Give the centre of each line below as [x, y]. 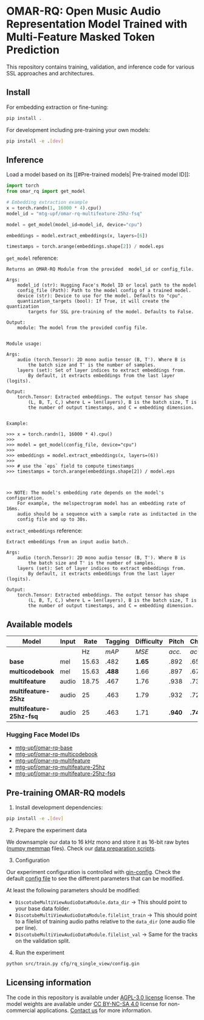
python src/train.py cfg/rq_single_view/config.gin [73, 964]
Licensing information [49, 983]
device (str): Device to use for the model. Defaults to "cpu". [100, 296]
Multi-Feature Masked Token [81, 37]
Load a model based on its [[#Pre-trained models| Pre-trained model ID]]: [98, 175]
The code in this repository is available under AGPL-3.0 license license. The [101, 997]
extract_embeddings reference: [45, 531]
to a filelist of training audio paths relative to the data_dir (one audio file [105, 921]
